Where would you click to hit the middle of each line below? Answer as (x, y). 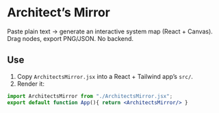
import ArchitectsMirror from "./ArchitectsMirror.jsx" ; (90, 96)
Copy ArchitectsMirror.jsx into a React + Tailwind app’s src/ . (105, 76)
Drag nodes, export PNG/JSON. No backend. (70, 38)
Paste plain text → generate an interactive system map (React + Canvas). (110, 31)
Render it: (30, 84)
